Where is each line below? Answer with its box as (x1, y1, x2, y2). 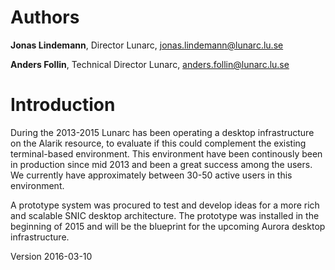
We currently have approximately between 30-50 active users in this (10, 169, 293, 181)
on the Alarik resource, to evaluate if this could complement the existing (10, 137, 307, 149)
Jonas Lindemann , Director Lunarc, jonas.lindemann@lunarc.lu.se (10, 39, 284, 51)
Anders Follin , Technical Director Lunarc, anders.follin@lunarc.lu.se (10, 58, 290, 70)
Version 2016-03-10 (10, 250, 93, 262)
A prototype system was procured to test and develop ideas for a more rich (10, 199, 320, 211)
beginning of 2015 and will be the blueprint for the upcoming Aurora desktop (10, 220, 326, 232)
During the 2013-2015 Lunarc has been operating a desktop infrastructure (10, 126, 315, 138)
